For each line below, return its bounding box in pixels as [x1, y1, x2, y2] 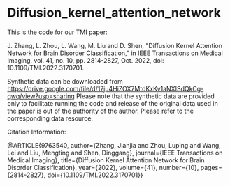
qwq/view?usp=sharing [7, 92, 75, 100]
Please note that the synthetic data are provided [76, 92, 215, 100]
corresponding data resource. [7, 114, 93, 123]
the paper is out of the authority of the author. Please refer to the [7, 107, 194, 115]
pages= [200, 163, 222, 171]
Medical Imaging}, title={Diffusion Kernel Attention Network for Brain [7, 155, 205, 164]
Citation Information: [7, 127, 66, 136]
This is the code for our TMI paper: [7, 28, 108, 36]
